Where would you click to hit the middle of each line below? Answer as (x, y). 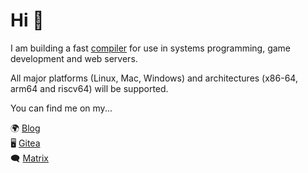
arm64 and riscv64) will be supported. (89, 88)
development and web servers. (74, 58)
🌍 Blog (25, 128)
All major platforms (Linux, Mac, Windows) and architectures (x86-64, (154, 78)
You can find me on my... (61, 108)
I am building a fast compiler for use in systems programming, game (151, 48)
